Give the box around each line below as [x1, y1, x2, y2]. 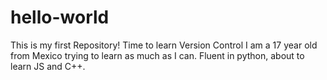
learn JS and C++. [10, 60, 86, 72]
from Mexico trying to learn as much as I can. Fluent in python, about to [10, 49, 305, 61]
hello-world [10, 6, 110, 29]
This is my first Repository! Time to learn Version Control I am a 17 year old [10, 39, 318, 51]
